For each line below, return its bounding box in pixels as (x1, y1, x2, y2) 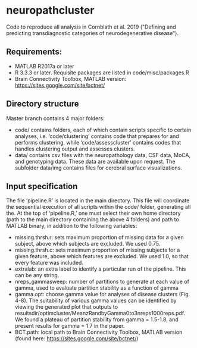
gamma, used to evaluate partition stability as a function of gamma (14, 284, 179, 291)
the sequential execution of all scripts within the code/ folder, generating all (6, 203, 191, 211)
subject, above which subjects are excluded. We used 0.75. (14, 240, 161, 247)
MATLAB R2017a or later (14, 62, 74, 70)
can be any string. (14, 272, 60, 279)
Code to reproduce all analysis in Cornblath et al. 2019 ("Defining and (6, 23, 177, 30)
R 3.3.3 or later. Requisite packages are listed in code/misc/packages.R (14, 69, 189, 76)
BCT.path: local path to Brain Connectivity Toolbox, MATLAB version (14, 328, 183, 336)
